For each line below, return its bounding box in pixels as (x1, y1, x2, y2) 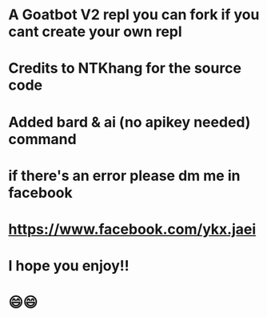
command (8, 130, 78, 148)
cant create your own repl (8, 22, 182, 41)
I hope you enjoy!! (8, 257, 130, 275)
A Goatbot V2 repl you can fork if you (8, 6, 260, 24)
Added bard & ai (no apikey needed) (8, 113, 251, 131)
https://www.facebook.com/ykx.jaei (8, 220, 257, 238)
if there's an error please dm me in (8, 167, 241, 185)
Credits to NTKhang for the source (8, 59, 242, 78)
